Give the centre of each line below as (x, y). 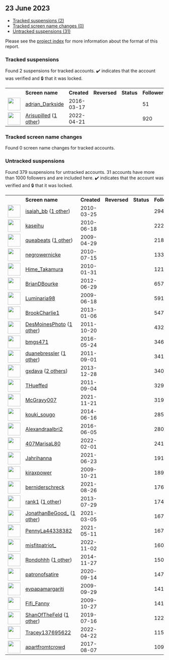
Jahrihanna (38, 458)
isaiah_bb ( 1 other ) (48, 211)
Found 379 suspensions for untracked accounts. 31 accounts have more (80, 172)
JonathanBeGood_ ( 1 (51, 513)
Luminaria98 (40, 298)
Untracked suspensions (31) (41, 31)
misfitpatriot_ (41, 545)
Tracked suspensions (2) (38, 20)
